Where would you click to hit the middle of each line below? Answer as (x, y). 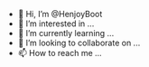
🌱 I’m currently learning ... (66, 33)
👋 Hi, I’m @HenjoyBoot (60, 14)
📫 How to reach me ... (60, 53)
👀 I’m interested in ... (56, 24)
